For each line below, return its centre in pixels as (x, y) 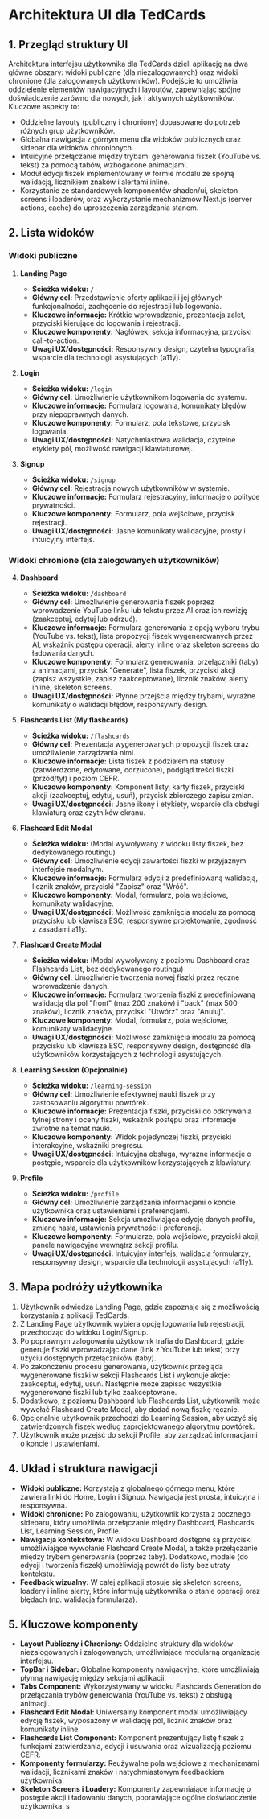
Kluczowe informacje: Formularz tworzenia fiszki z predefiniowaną (143, 994)
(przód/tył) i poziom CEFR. (76, 778)
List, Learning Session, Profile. (70, 1531)
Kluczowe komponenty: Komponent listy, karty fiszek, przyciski (138, 787)
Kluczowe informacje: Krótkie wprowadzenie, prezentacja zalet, (139, 315)
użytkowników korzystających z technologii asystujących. (127, 1054)
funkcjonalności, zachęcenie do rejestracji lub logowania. (127, 306)
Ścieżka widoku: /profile (75, 1193)
